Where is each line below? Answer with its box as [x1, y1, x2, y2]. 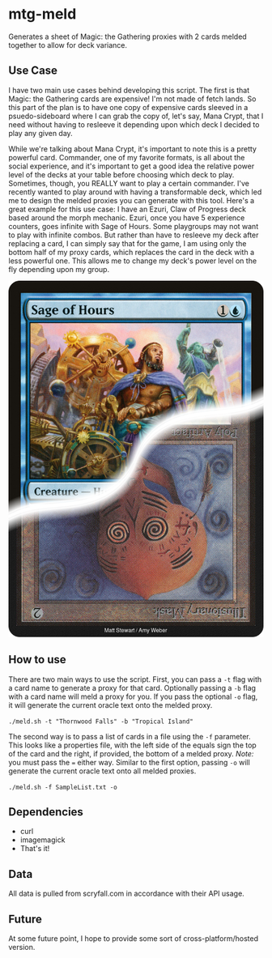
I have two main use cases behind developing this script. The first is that [8, 85, 250, 95]
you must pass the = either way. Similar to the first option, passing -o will [8, 757, 251, 767]
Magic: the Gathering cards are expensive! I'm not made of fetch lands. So [8, 94, 257, 104]
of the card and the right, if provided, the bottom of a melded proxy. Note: [8, 748, 254, 758]
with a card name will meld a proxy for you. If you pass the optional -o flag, [8, 692, 258, 701]
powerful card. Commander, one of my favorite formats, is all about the [8, 152, 245, 162]
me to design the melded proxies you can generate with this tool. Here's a [8, 195, 255, 205]
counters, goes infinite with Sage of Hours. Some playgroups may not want [8, 221, 259, 231]
